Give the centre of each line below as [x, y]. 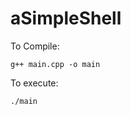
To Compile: [35, 46]
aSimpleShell [66, 18]
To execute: [34, 83]
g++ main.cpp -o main [55, 64]
